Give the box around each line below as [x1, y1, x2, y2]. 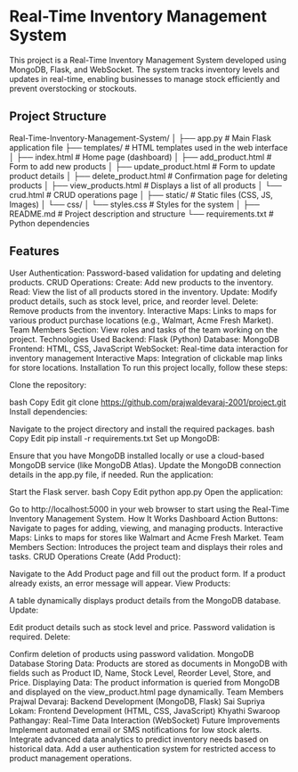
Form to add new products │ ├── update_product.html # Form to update [9, 160, 276, 171]
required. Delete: [9, 631, 71, 642]
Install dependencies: [9, 406, 88, 416]
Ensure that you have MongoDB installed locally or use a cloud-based [9, 450, 265, 461]
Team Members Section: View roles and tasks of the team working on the [9, 324, 278, 335]
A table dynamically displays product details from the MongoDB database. [9, 595, 282, 605]
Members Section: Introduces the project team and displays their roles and [9, 541, 283, 552]
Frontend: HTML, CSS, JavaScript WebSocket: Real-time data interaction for [9, 343, 288, 354]
